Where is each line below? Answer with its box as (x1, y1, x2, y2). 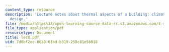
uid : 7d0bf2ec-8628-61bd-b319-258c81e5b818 (5, 40, 98, 45)
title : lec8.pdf (5, 35, 39, 40)
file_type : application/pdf (5, 26, 64, 31)
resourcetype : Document (5, 30, 55, 35)
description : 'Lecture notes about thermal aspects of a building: (5, 12, 150, 17)
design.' (10, 16, 28, 21)
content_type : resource (5, 7, 55, 12)
